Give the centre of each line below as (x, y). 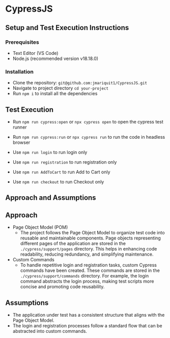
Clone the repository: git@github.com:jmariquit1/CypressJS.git (80, 83)
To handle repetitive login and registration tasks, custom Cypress (88, 265)
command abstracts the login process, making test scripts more (87, 281)
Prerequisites (22, 42)
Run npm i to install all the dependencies (55, 94)
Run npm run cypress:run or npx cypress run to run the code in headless (89, 137)
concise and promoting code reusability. (62, 287)
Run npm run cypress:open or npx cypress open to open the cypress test (88, 121)
